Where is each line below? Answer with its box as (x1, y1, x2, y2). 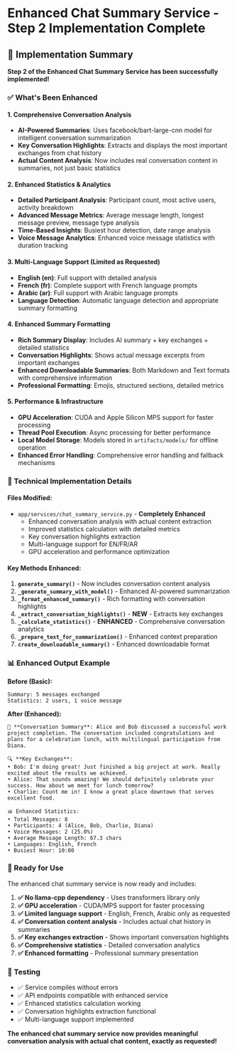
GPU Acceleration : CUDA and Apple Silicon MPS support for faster (17, 413, 214, 421)
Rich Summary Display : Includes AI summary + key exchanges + (17, 336, 209, 344)
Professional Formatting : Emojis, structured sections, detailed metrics (17, 381, 224, 389)
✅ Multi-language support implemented (17, 1015, 134, 1024)
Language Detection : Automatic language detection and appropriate (17, 296, 219, 304)
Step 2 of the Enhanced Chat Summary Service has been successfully (7, 68, 219, 75)
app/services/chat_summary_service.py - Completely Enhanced (17, 510, 206, 519)
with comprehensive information (17, 373, 113, 382)
